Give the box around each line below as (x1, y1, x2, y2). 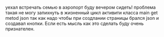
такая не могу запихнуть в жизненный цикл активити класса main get (5, 10, 158, 16)
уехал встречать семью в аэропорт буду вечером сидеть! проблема (5, 5, 156, 10)
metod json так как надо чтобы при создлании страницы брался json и (5, 15, 159, 21)
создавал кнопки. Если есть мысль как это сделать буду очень (5, 20, 144, 26)
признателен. (5, 26, 35, 32)
